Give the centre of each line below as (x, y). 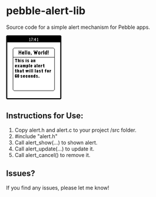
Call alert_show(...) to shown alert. (56, 142)
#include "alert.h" (36, 136)
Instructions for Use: (45, 116)
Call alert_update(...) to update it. (54, 149)
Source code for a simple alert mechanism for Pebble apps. (78, 27)
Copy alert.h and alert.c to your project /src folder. (75, 130)
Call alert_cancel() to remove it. (52, 155)
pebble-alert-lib (46, 11)
